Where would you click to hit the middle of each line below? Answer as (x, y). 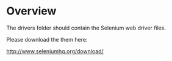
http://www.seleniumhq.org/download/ (55, 51)
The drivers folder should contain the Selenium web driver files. (86, 28)
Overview (31, 11)
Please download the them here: (47, 39)
